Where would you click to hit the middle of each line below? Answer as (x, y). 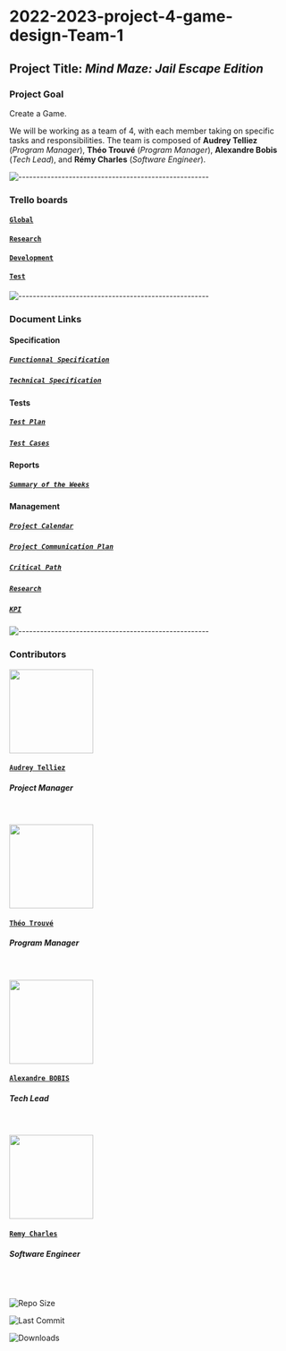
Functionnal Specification (59, 360)
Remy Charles (34, 1234)
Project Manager (42, 787)
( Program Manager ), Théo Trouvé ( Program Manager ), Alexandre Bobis (143, 150)
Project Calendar (42, 526)
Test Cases (29, 443)
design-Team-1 (67, 35)
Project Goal (37, 94)
